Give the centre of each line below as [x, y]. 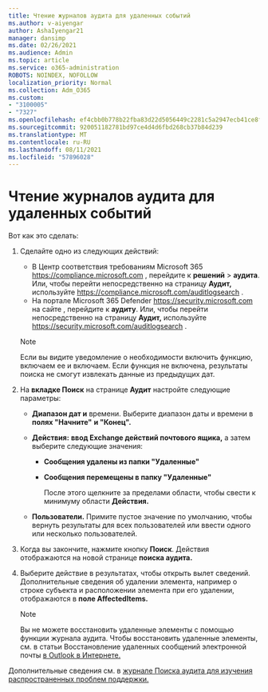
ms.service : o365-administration [64, 68]
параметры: [40, 398]
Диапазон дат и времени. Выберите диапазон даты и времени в [142, 414]
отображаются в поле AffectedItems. [84, 599]
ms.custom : [26, 98]
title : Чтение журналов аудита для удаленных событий [100, 16]
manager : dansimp [37, 38]
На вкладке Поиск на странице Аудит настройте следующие [125, 390]
